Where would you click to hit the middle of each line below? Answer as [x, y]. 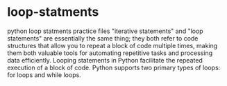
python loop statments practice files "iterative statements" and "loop [105, 31]
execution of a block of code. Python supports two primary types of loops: [114, 67]
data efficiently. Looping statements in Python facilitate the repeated [105, 60]
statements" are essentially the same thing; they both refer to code [103, 38]
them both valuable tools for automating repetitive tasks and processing [110, 53]
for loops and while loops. [44, 75]
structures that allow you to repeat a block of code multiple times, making [112, 45]
